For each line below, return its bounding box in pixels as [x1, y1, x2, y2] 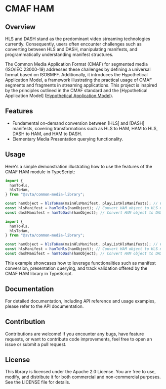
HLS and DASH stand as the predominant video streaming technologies [5, 36, 151, 42]
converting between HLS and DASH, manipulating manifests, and [5, 47, 137, 52]
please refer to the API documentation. [5, 303, 84, 309]
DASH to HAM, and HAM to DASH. [12, 131, 83, 137]
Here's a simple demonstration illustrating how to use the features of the [5, 163, 152, 169]
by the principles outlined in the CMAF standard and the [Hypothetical [5, 88, 148, 93]
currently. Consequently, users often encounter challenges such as [5, 41, 142, 47]
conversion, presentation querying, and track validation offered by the [5, 265, 148, 271]
